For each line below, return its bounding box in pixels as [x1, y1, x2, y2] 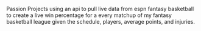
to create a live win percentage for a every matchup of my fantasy [6, 12, 172, 19]
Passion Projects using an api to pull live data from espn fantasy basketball [6, 5, 194, 12]
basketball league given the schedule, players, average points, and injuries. [6, 18, 196, 25]
